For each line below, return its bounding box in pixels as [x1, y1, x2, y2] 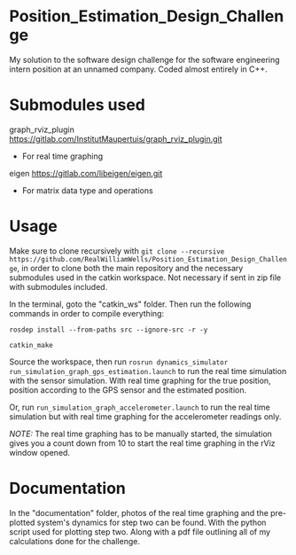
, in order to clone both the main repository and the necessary [17, 262, 244, 273]
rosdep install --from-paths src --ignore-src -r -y [9, 325, 208, 334]
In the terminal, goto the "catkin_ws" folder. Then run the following [9, 299, 252, 309]
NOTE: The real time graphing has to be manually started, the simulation [9, 428, 273, 439]
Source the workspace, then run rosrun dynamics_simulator [9, 356, 229, 367]
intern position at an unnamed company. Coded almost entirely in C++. [9, 64, 268, 74]
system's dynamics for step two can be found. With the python [36, 517, 267, 528]
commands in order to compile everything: [9, 308, 165, 318]
